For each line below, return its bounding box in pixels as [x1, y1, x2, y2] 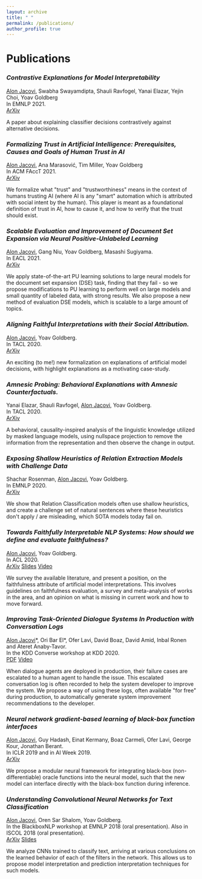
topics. [6, 305, 24, 312]
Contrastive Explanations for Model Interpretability [6, 73, 160, 82]
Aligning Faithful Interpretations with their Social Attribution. [6, 320, 189, 329]
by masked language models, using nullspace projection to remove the [6, 432, 183, 439]
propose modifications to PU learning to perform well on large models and [6, 286, 191, 293]
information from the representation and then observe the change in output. [6, 439, 195, 446]
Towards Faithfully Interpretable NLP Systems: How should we [6, 528, 195, 536]
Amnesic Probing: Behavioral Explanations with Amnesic [6, 380, 178, 389]
